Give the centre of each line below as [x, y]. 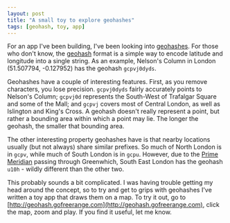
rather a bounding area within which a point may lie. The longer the [103, 119]
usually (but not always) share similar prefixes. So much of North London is [114, 147]
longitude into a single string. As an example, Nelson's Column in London [112, 61]
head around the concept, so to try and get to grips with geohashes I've [110, 190]
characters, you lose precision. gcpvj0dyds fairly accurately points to [105, 89]
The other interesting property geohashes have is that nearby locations [109, 140]
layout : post [26, 14]
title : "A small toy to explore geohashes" [71, 20]
